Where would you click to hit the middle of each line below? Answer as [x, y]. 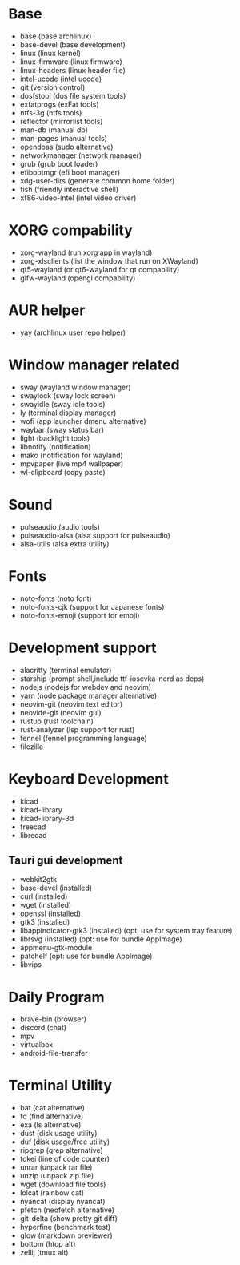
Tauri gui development [66, 860]
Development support [83, 648]
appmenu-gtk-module [56, 948]
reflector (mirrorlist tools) [61, 121]
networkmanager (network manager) [81, 155]
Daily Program [56, 997]
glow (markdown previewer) [66, 1235]
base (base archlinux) [56, 36]
